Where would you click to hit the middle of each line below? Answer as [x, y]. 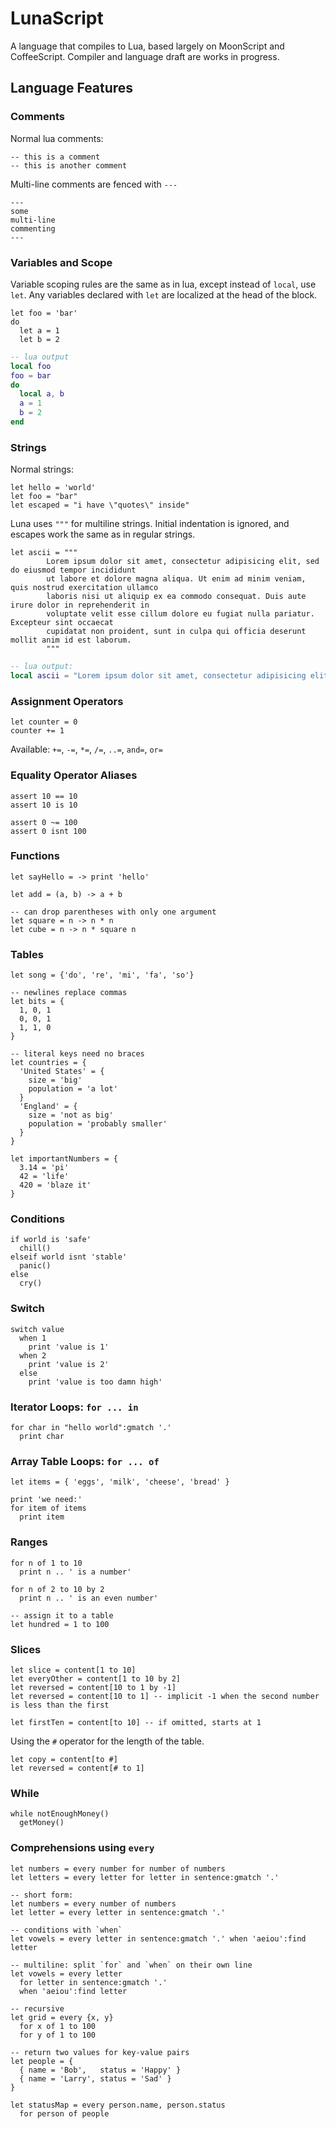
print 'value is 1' [69, 1347]
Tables [27, 954]
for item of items [48, 1508]
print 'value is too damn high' [95, 1382]
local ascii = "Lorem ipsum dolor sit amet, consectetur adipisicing [158, 676]
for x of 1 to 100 [58, 2026]
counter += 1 [37, 731]
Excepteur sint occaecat [62, 623]
